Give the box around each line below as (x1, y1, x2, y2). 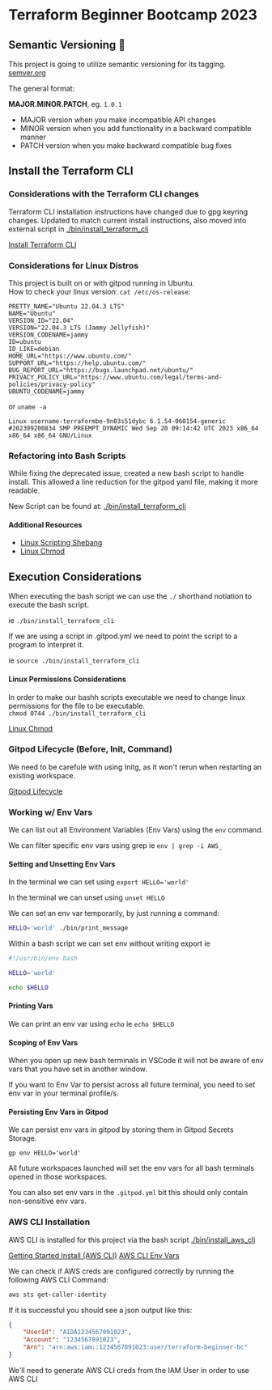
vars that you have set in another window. (8, 1064, 148, 1074)
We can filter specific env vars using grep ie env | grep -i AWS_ (8, 841, 223, 850)
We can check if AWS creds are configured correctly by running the (8, 1266, 235, 1276)
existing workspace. (8, 770, 75, 780)
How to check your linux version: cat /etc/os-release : (8, 286, 191, 296)
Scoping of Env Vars (8, 1037, 79, 1047)
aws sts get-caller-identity (8, 1290, 107, 1299)
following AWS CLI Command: (8, 1274, 109, 1284)
